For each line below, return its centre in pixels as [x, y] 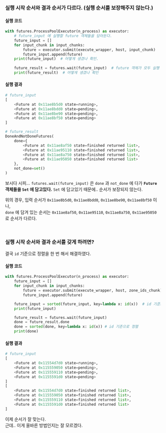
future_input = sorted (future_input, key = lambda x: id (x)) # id [83, 304]
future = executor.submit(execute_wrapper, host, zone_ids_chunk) [93, 291]
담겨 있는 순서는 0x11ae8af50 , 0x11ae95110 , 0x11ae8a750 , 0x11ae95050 [89, 212]
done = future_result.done [42, 322]
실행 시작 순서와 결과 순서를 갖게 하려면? [50, 242]
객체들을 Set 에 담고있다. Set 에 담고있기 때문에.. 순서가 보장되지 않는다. [74, 189]
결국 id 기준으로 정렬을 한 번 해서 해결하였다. [48, 254]
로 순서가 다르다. [21, 218]
